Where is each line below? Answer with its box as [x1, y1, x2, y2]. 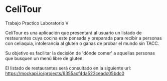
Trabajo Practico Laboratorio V [5, 20, 69, 26]
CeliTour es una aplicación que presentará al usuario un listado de [5, 29, 142, 35]
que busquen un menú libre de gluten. [5, 55, 84, 61]
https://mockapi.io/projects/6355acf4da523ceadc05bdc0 [5, 70, 124, 76]
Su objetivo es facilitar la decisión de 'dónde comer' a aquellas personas [5, 50, 155, 56]
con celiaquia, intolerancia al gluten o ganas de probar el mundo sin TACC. [5, 40, 159, 46]
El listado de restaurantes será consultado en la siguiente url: [5, 65, 131, 71]
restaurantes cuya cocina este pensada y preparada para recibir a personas [5, 35, 162, 41]
